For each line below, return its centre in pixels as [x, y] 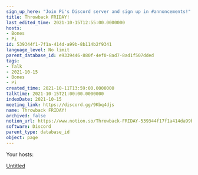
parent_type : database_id [38, 132]
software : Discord [29, 127]
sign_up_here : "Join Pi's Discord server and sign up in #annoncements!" [99, 11]
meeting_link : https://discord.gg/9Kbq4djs [60, 105]
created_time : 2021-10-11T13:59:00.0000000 [60, 88]
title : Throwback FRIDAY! [38, 17]
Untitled [16, 166]
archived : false [26, 115]
